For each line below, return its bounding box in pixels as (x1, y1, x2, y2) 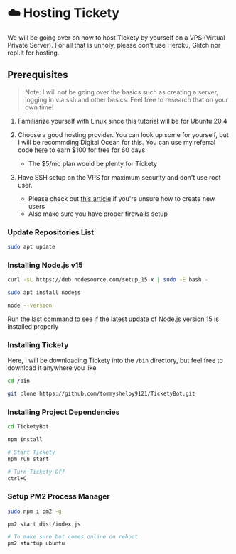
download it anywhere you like (7, 364, 97, 372)
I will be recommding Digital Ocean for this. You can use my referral (17, 138, 215, 146)
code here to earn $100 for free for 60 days (17, 146, 146, 154)
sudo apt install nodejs (7, 289, 81, 296)
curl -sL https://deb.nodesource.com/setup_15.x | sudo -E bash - (7, 276, 208, 283)
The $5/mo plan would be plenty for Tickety (28, 159, 158, 168)
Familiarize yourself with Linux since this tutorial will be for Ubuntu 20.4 (17, 116, 227, 125)
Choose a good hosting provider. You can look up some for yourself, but (17, 130, 229, 138)
